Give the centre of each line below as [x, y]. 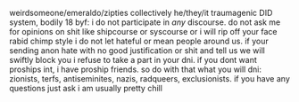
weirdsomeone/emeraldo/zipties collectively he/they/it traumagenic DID [141, 13]
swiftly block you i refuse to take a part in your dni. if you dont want [133, 60]
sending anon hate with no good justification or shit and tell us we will [137, 51]
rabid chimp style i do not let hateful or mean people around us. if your [139, 41]
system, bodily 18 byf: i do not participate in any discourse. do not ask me [145, 22]
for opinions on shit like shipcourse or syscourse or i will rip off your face [143, 31]
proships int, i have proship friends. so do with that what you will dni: [135, 69]
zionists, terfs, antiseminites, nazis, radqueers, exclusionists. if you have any [149, 78]
